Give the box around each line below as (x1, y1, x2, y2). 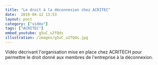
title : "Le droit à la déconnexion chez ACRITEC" (5, 7, 111, 12)
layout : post (5, 16, 32, 21)
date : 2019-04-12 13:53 (5, 12, 57, 17)
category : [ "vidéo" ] (5, 21, 48, 26)
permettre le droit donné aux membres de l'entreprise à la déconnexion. (5, 54, 153, 60)
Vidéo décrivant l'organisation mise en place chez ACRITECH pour (5, 48, 142, 55)
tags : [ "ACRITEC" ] (5, 26, 43, 31)
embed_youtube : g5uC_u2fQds (5, 30, 64, 35)
